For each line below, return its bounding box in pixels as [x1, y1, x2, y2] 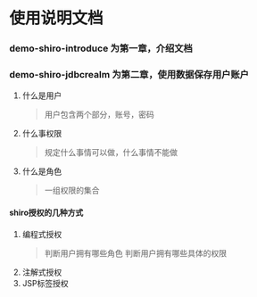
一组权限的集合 [44, 185, 100, 196]
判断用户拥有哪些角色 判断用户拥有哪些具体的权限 [44, 247, 228, 259]
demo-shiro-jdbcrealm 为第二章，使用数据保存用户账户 [9, 69, 250, 81]
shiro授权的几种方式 [9, 207, 84, 218]
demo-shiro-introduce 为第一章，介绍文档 [9, 42, 194, 54]
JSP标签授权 [21, 277, 69, 288]
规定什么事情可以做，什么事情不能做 [44, 147, 178, 158]
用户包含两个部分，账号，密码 [44, 109, 154, 120]
